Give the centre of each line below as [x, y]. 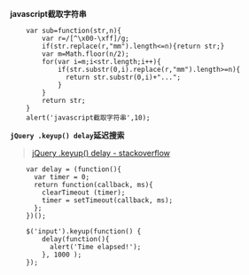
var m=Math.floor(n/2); [86, 54]
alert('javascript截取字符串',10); [88, 118]
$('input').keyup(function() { [84, 232]
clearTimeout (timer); [84, 192]
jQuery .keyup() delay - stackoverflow [101, 153]
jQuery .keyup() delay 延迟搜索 [67, 135]
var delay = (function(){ [74, 169]
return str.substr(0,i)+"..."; [123, 77]
